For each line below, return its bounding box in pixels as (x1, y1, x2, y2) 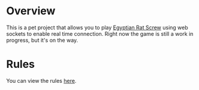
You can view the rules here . (6, 77, 77, 84)
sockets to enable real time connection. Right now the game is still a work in (6, 30, 194, 37)
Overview (6, 4, 56, 18)
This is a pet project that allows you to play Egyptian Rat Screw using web (6, 24, 189, 31)
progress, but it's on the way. (6, 36, 79, 44)
